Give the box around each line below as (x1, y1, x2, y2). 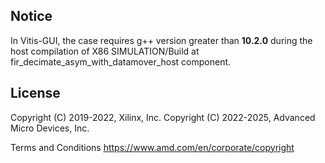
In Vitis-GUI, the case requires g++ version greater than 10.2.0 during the (10, 34, 313, 46)
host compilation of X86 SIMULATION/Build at (10, 45, 200, 57)
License (10, 85, 61, 102)
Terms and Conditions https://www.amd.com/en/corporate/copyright (10, 141, 295, 153)
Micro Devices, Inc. (10, 122, 90, 134)
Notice (10, 8, 53, 25)
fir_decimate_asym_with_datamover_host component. (10, 55, 232, 68)
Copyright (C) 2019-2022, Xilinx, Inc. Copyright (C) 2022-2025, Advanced (10, 111, 316, 123)
